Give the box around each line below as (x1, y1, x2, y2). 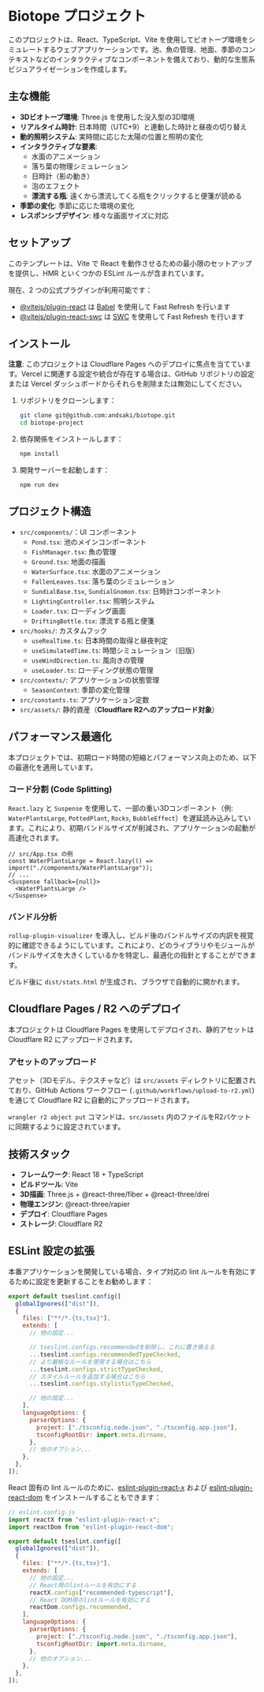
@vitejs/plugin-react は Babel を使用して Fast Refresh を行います (19, 301, 231, 312)
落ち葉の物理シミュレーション (31, 161, 128, 170)
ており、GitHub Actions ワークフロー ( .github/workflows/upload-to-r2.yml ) (8, 1085, 255, 1095)
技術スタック (8, 1147, 71, 1160)
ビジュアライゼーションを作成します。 (8, 64, 132, 73)
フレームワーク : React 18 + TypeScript (19, 1170, 144, 1179)
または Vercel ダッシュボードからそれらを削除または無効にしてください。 (8, 379, 247, 389)
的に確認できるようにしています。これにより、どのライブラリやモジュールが (8, 940, 255, 951)
